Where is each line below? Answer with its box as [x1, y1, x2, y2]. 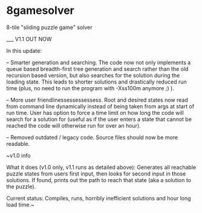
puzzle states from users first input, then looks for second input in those [6, 170, 186, 177]
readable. [6, 140, 30, 147]
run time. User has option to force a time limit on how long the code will [6, 109, 184, 116]
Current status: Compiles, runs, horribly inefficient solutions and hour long [6, 194, 192, 202]
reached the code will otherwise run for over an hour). [6, 122, 141, 129]
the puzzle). [6, 183, 36, 190]
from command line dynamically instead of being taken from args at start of [6, 102, 195, 110]
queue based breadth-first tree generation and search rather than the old [6, 65, 189, 73]
